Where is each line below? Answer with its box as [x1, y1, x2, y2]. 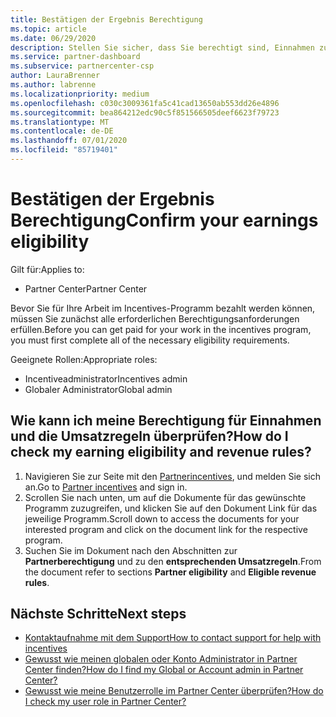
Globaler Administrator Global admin [24, 383, 173, 395]
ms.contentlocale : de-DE [10, 126, 114, 136]
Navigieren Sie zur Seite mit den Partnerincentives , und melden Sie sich [24, 470, 321, 482]
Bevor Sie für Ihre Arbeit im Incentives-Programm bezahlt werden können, [10, 302, 316, 314]
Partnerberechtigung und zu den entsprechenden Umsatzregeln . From [24, 555, 322, 567]
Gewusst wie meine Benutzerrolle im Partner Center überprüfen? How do [24, 685, 324, 697]
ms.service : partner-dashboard [10, 52, 141, 62]
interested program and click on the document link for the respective [24, 523, 308, 535]
